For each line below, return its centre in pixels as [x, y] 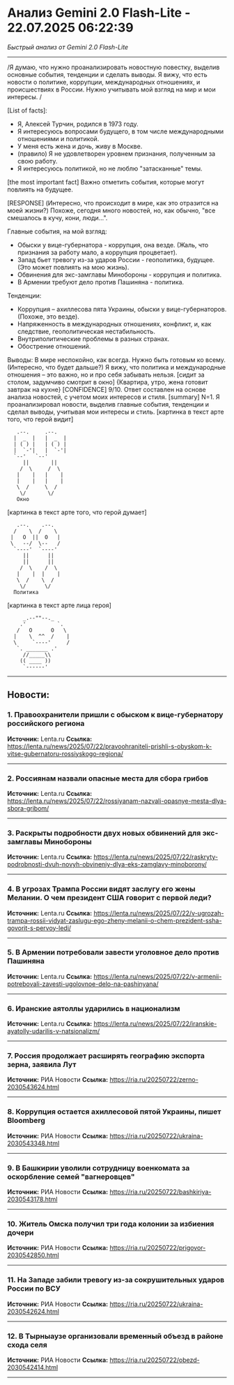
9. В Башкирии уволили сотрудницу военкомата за [99, 1168]
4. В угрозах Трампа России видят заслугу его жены [101, 889]
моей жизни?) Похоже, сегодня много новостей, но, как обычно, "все [111, 210]
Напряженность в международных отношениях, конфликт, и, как [114, 324]
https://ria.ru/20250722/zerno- [154, 1080]
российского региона [46, 723]
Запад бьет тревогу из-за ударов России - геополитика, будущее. [116, 259]
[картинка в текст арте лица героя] [59, 605]
